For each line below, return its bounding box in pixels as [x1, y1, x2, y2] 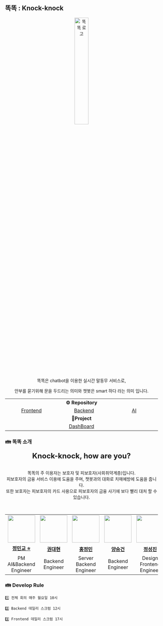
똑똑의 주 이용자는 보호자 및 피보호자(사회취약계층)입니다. [27, 470, 136, 476]
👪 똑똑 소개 [5, 438, 32, 445]
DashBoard [68, 423, 95, 430]
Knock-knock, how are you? [32, 451, 131, 461]
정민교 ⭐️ [12, 545, 31, 552]
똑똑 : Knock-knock [5, 4, 64, 13]
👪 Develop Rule [5, 582, 45, 589]
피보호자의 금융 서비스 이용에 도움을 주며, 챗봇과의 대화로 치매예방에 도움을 [6, 476, 148, 482]
